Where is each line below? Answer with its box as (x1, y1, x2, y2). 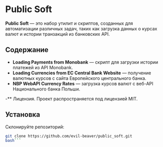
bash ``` (5, 138, 22, 143)
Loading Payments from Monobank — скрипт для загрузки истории (12, 59, 158, 65)
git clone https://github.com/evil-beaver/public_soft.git (5, 133, 133, 138)
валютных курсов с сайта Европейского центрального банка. (12, 75, 147, 81)
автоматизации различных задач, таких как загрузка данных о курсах (5, 25, 157, 31)
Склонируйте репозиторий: (5, 124, 65, 130)
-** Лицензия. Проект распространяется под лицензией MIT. (5, 95, 138, 102)
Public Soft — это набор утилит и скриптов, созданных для (5, 20, 133, 26)
